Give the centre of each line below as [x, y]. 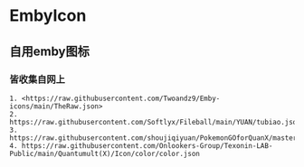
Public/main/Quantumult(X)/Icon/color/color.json [105, 153]
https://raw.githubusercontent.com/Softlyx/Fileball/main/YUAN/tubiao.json [155, 122]
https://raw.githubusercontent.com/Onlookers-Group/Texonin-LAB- [147, 145]
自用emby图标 [50, 51]
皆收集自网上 [38, 79]
